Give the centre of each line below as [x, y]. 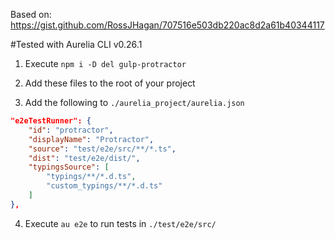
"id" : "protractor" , [71, 130]
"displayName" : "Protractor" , [91, 139]
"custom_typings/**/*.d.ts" [104, 186]
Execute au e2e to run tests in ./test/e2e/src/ [120, 223]
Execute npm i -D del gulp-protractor [105, 63]
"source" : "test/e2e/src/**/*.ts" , [102, 149]
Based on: [31, 14]
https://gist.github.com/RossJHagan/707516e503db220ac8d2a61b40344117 [167, 25]
